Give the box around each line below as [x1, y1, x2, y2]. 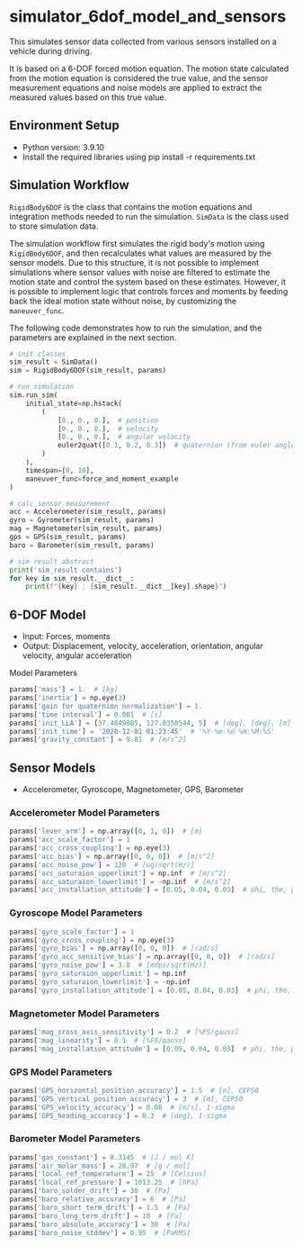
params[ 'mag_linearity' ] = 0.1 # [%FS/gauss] [9, 1035, 187, 1045]
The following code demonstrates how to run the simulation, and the [9, 322, 262, 333]
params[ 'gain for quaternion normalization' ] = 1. [9, 701, 203, 710]
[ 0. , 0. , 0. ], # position [57, 416, 159, 425]
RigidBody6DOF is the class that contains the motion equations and [9, 201, 253, 212]
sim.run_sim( [9, 391, 58, 400]
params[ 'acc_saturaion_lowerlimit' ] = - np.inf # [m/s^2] [9, 877, 231, 886]
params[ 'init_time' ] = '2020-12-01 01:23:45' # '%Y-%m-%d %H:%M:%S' [9, 727, 276, 736]
